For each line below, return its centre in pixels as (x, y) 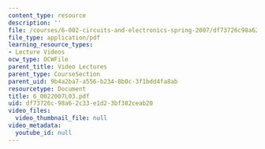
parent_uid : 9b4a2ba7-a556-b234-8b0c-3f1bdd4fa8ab (93, 81)
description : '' (35, 23)
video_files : (30, 111)
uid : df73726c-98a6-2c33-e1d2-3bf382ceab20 (81, 103)
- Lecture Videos (37, 52)
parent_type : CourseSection (54, 74)
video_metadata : (35, 125)
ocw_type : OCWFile (38, 60)
